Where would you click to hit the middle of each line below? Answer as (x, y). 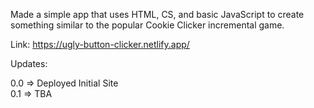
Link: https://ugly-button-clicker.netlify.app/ (100, 44)
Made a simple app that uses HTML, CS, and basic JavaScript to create (157, 14)
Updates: (29, 63)
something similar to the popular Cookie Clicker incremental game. (147, 25)
